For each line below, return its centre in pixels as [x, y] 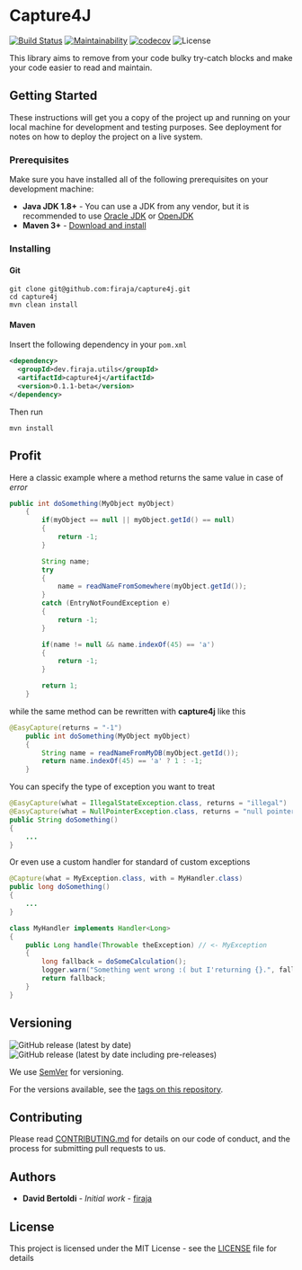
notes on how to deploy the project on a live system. [106, 137]
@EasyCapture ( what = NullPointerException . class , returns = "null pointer [152, 812]
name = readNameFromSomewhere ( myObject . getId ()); [152, 586]
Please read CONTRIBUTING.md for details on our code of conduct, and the [150, 1139]
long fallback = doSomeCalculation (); [114, 962]
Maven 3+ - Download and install [84, 226]
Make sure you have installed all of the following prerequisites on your [139, 180]
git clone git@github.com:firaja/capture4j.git [100, 289]
